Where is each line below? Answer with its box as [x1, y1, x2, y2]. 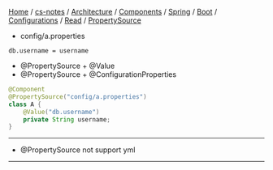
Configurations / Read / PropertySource [8, 15, 142, 25]
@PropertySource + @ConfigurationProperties [19, 70, 177, 79]
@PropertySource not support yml [19, 145, 136, 155]
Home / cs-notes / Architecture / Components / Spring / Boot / [8, 7, 218, 16]
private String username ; [23, 115, 111, 124]
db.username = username [8, 47, 89, 55]
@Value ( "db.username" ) [23, 108, 100, 116]
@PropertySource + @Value [19, 61, 115, 70]
